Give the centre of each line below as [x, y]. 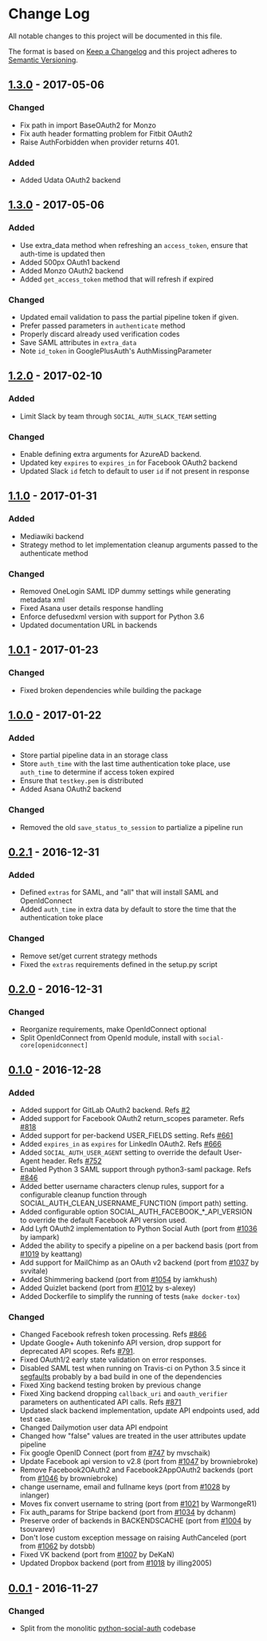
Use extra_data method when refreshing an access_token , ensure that [134, 245]
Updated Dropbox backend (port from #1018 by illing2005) [116, 1563]
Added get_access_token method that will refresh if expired [116, 279]
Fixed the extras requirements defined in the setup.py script [118, 964]
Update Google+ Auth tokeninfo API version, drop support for [120, 1343]
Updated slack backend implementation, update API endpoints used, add [139, 1411]
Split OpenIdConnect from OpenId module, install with [108, 1038]
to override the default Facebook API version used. [103, 1220]
